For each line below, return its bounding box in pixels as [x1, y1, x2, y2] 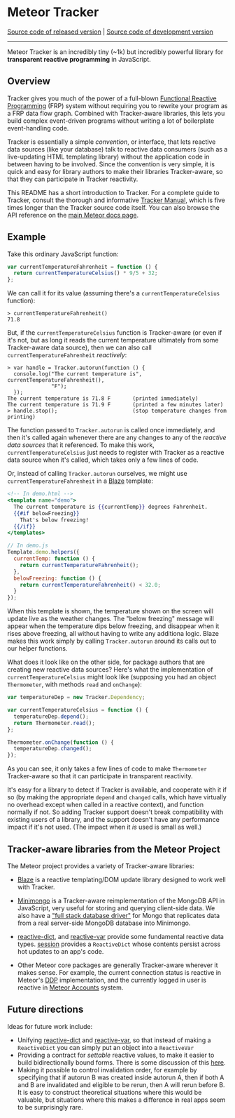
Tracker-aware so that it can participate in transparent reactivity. [7, 772, 194, 780]
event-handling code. [7, 124, 69, 132]
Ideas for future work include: [7, 1022, 93, 1030]
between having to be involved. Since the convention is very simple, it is [7, 159, 215, 168]
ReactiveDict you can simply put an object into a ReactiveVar [17, 1043, 194, 1051]
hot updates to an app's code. [17, 947, 104, 955]
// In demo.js [7, 542, 49, 550]
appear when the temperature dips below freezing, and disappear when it [7, 622, 220, 630]
